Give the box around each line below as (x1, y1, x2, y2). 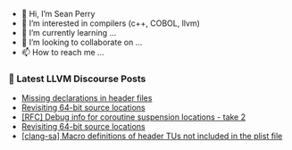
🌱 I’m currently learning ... (21, 28, 117, 37)
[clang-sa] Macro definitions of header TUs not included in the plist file (21, 130, 283, 142)
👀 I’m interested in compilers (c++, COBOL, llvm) (21, 18, 200, 29)
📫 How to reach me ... (21, 47, 104, 57)
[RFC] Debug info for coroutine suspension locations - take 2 (21, 112, 246, 122)
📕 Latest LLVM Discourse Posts (8, 72, 146, 85)
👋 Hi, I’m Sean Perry (21, 9, 96, 19)
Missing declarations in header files (21, 93, 153, 104)
